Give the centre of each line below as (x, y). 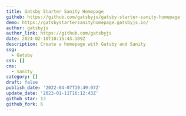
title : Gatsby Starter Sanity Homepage (55, 11)
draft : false (22, 83)
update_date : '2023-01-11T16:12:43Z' (52, 93)
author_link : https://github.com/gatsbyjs (59, 33)
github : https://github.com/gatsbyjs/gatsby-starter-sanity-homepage (93, 17)
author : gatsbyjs (27, 28)
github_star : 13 (26, 98)
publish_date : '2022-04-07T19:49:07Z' (54, 88)
